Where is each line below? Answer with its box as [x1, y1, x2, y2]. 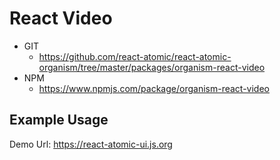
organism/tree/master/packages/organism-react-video [38, 61, 266, 73]
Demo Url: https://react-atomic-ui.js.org [9, 138, 173, 150]
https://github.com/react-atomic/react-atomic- [38, 50, 232, 62]
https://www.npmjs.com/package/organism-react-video [38, 82, 270, 94]
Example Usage [9, 112, 109, 129]
